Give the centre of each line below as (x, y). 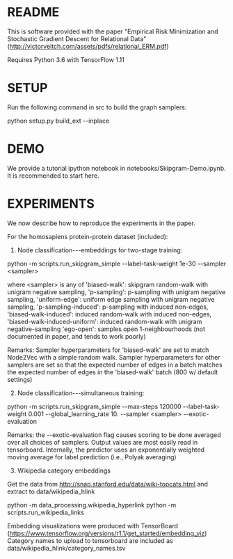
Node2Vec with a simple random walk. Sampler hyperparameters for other (114, 357)
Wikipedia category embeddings (64, 470)
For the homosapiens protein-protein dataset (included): (88, 236)
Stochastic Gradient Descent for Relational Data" (77, 38)
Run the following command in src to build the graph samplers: (97, 107)
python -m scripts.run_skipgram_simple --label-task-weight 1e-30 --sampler (117, 263)
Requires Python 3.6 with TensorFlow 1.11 (66, 59)
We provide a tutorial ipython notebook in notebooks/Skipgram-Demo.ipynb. (116, 168)
